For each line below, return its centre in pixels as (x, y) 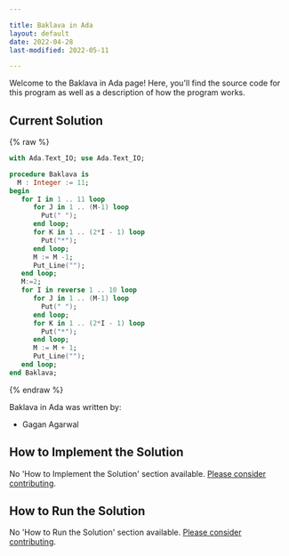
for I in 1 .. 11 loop (63, 199)
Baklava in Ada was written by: (65, 407)
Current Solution (56, 121)
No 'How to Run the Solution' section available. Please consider (125, 532)
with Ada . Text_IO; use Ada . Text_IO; (77, 158)
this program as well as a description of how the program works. (128, 93)
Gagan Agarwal (50, 424)
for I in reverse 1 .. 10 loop (79, 290)
